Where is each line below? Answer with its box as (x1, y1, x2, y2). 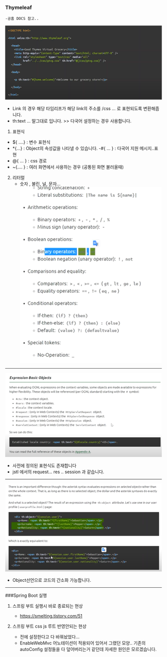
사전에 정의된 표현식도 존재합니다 (12, 463, 77, 469)
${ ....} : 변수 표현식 (12, 139, 51, 145)
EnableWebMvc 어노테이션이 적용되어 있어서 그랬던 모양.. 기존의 (19, 640, 146, 646)
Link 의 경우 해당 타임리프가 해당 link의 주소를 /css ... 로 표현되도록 (12, 106, 143, 112)
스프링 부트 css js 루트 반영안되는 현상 (12, 623, 87, 629)
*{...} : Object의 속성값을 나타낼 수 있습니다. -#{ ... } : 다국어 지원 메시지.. (12, 145, 155, 151)
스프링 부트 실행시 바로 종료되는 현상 (12, 603, 83, 609)
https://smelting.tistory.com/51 (19, 613, 83, 619)
